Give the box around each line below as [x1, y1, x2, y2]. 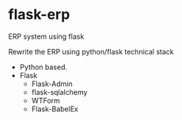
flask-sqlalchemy [31, 87, 88, 96]
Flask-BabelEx [31, 104, 79, 114]
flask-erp [8, 6, 70, 24]
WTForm [31, 96, 61, 105]
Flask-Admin [31, 79, 73, 88]
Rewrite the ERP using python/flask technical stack [8, 47, 174, 56]
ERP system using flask [8, 32, 85, 41]
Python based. [19, 62, 68, 72]
